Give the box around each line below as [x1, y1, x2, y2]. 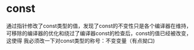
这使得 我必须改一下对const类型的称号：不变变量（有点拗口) [6, 37, 155, 44]
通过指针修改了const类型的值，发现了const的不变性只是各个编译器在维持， [6, 22, 192, 29]
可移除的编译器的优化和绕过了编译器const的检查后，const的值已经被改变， [6, 29, 192, 37]
